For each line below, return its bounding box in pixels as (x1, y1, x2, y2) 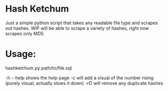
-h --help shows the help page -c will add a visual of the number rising (5, 74, 154, 81)
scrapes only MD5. (5, 30, 45, 36)
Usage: (5, 49, 37, 60)
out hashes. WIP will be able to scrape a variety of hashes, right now (5, 25, 149, 31)
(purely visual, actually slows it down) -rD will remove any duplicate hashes (5, 80, 163, 86)
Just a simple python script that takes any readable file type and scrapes (5, 20, 158, 26)
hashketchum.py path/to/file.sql (5, 65, 72, 71)
